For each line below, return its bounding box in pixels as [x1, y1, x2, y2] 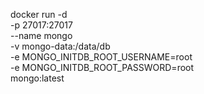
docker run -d [10, 9, 68, 20]
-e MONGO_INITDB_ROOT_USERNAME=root [10, 51, 193, 63]
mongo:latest [10, 72, 65, 84]
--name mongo [10, 30, 73, 41]
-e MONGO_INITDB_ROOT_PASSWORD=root [10, 62, 195, 73]
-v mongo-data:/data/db [10, 40, 111, 52]
